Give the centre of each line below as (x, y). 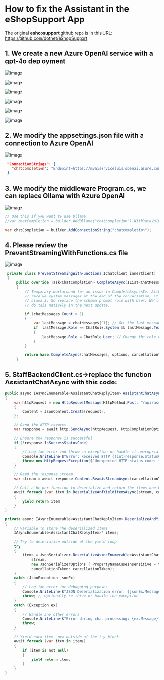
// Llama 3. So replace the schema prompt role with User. (86, 301)
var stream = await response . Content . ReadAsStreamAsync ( (73, 479)
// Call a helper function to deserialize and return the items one (85, 488)
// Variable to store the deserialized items (61, 528)
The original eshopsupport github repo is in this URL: (59, 33)
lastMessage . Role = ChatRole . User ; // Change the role (99, 337)
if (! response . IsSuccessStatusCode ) (51, 443)
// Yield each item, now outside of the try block (66, 637)
